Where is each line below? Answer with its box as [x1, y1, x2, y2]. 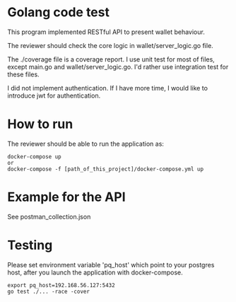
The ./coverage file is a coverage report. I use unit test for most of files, [7, 54, 216, 64]
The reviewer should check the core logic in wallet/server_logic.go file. [7, 41, 213, 50]
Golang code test [7, 4, 110, 21]
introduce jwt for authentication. [7, 91, 101, 100]
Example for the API [7, 189, 126, 205]
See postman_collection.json [7, 212, 91, 221]
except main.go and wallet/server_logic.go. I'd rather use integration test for [7, 62, 229, 71]
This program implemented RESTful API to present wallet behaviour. [7, 28, 205, 36]
